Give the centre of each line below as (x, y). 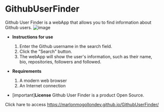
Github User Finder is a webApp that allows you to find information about (78, 22)
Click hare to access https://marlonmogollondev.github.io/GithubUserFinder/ (82, 104)
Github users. (19, 27)
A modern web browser (43, 80)
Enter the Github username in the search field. (66, 46)
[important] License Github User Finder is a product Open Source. (78, 95)
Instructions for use (33, 37)
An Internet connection (42, 85)
